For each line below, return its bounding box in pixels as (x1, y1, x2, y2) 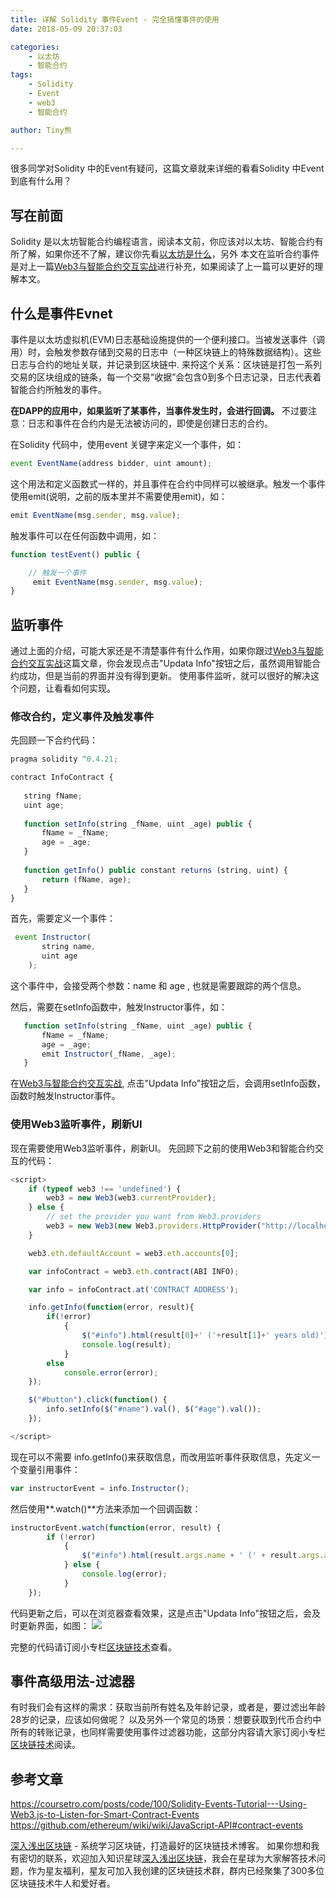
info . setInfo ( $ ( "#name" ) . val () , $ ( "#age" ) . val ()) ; (46, 1404, 262, 1415)
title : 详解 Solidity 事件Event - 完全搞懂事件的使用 (10, 14, 220, 25)
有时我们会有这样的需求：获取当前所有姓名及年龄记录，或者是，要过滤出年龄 (10, 1701, 326, 1713)
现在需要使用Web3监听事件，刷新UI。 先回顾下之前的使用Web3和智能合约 (10, 1142, 316, 1154)
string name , (41, 942, 97, 952)
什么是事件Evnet (10, 305, 113, 322)
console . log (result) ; (81, 1339, 172, 1350)
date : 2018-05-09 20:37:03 (10, 24, 123, 34)
